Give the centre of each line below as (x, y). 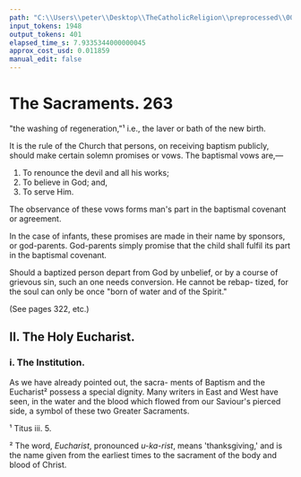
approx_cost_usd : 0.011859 (60, 51)
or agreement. (35, 218)
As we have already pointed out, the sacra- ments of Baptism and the (138, 382)
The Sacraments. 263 (91, 104)
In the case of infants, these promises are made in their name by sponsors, (147, 236)
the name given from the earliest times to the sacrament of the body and (143, 455)
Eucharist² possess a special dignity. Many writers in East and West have (144, 392)
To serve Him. (48, 191)
